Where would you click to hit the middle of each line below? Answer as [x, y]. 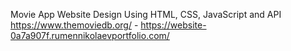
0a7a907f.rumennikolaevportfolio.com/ [90, 35]
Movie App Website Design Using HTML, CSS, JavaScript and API [146, 14]
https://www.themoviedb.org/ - [74, 25]
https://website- [173, 25]
